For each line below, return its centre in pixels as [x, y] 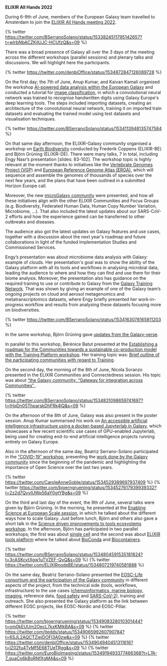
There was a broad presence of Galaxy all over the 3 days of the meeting [80, 52]
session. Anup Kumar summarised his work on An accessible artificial [76, 421]
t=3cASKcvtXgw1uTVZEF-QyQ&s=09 [43, 560]
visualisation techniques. [31, 119]
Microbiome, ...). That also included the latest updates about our [71, 211]
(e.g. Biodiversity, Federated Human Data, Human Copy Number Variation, [81, 206]
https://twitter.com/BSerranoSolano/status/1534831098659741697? [74, 400]
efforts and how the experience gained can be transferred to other [77, 217]
